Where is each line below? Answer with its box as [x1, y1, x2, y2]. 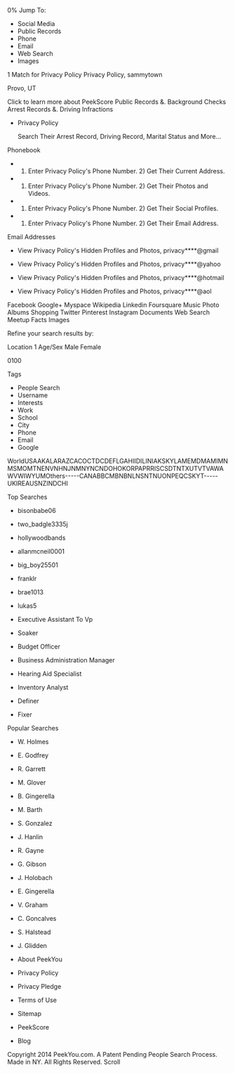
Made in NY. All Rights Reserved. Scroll [7, 1058, 121, 1066]
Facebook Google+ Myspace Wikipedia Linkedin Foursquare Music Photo [7, 301, 220, 309]
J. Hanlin [17, 833, 43, 841]
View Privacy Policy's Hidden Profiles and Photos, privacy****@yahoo [17, 260, 221, 268]
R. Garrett [17, 765, 46, 773]
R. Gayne [17, 846, 44, 855]
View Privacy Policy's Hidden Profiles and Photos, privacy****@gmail [17, 246, 219, 255]
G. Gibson [17, 860, 47, 868]
